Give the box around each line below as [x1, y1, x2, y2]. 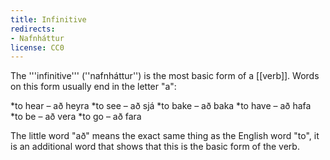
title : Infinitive [10, 14, 87, 25]
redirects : [10, 24, 56, 34]
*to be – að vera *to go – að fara [10, 111, 142, 123]
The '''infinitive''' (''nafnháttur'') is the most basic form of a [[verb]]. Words [10, 70, 320, 82]
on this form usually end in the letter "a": [10, 81, 177, 93]
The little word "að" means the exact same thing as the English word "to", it [10, 130, 320, 142]
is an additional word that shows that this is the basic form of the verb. [10, 141, 300, 153]
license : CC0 [10, 42, 65, 53]
